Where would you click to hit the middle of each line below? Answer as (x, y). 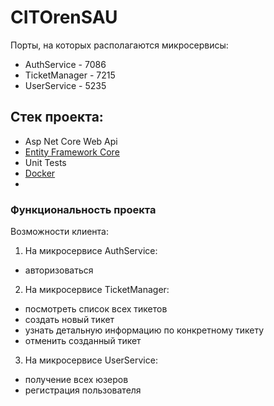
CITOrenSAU (64, 17)
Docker (40, 173)
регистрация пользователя (83, 390)
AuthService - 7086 (65, 64)
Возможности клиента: (59, 232)
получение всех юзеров (76, 380)
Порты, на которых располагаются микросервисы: (119, 45)
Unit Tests (45, 162)
